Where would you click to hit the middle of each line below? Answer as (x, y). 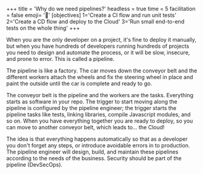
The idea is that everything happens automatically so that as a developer (97, 139)
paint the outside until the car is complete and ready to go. (79, 83)
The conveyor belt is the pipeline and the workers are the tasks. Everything (100, 95)
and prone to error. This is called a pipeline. (61, 59)
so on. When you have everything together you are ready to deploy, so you (100, 121)
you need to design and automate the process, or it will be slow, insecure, (98, 53)
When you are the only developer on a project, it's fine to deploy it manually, (101, 40)
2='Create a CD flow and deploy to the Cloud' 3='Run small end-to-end (95, 21)
